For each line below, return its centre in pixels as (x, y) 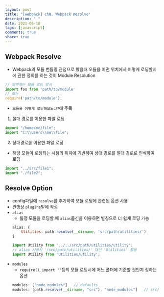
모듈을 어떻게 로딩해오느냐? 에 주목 (42, 108)
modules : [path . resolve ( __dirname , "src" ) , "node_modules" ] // (80, 290)
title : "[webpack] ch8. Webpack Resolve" (48, 14)
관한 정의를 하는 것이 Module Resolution (56, 75)
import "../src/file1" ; (29, 168)
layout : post (18, 10)
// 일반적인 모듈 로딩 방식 (29, 85)
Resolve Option (29, 188)
